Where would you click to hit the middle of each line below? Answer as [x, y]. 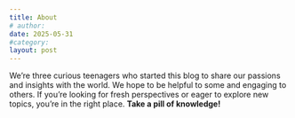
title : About [33, 17]
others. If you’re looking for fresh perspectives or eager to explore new [139, 95]
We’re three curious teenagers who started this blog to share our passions [145, 75]
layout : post [33, 51]
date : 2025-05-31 [41, 34]
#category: [29, 42]
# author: [28, 26]
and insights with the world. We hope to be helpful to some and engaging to [148, 85]
